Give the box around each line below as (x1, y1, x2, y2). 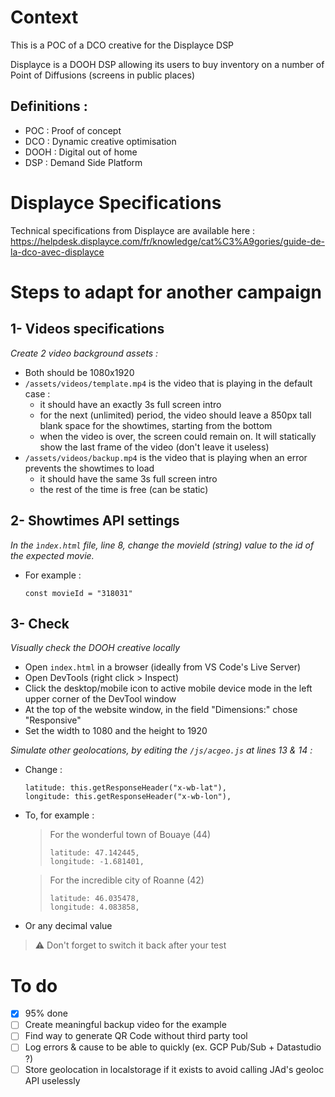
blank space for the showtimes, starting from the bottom (39, 419, 273, 431)
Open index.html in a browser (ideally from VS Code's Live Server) (24, 661, 302, 673)
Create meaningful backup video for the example (24, 1019, 227, 1031)
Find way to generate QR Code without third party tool (24, 1030, 248, 1042)
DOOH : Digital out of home (24, 146, 138, 158)
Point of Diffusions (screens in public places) (10, 69, 195, 81)
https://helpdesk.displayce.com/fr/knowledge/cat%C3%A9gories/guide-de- (10, 235, 325, 247)
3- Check (10, 615, 70, 632)
